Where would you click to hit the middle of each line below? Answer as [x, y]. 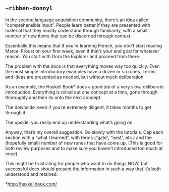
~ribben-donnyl [29, 8]
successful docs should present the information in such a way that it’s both [83, 169]
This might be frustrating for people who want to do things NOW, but [76, 163]
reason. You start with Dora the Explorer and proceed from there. [73, 56]
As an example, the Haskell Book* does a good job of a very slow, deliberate [84, 86]
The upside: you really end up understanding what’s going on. [69, 122]
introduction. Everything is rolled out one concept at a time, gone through [81, 92]
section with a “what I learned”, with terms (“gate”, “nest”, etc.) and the [79, 137]
